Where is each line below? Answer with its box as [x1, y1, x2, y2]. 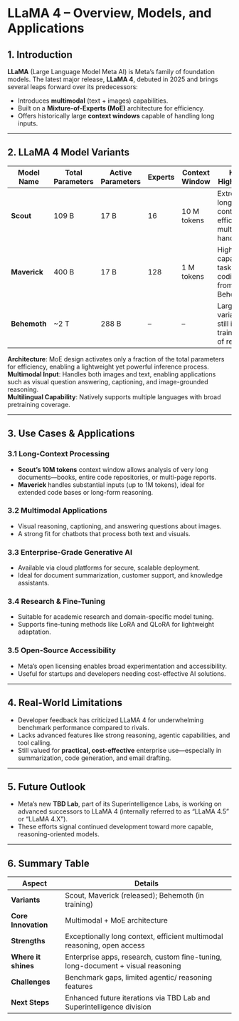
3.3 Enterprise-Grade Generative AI [7, 547, 133, 557]
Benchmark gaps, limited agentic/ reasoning [65, 973, 213, 982]
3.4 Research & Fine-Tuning [7, 597, 105, 607]
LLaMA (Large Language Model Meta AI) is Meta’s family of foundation [7, 68, 216, 76]
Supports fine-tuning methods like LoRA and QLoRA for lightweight [17, 620, 215, 629]
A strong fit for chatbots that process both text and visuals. [17, 529, 191, 538]
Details [134, 878, 159, 888]
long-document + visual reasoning [65, 961, 181, 971]
